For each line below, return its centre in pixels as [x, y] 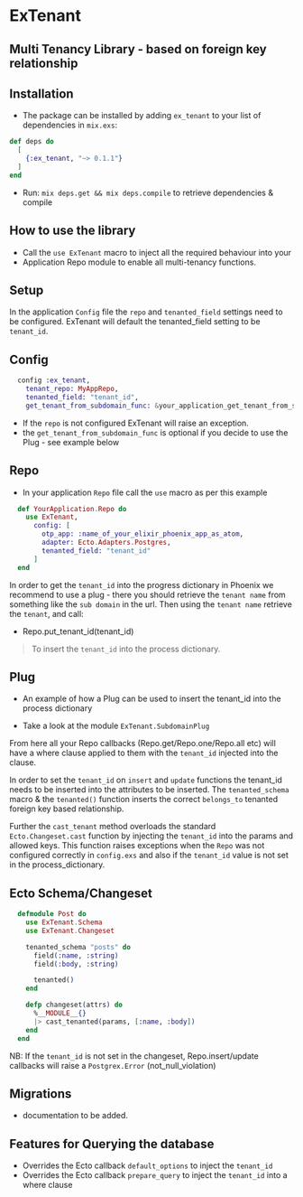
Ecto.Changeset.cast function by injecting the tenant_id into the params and [151, 836]
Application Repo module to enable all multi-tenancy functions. [139, 262]
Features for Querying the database [112, 1144]
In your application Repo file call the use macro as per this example [145, 492]
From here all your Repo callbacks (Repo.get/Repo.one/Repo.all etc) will [143, 743]
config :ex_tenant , [54, 380]
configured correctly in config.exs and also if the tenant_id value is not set [149, 856]
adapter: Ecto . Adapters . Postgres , [106, 543]
